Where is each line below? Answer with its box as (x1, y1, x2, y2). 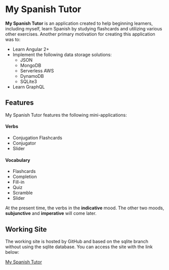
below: (5, 249, 19, 255)
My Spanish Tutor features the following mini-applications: (5, 112, 128, 118)
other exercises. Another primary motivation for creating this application (5, 31, 155, 37)
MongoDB (20, 62, 41, 68)
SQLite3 (20, 78, 37, 84)
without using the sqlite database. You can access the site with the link (5, 244, 153, 250)
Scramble (12, 190, 33, 196)
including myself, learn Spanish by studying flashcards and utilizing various (5, 25, 162, 31)
